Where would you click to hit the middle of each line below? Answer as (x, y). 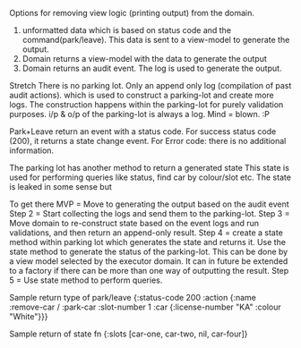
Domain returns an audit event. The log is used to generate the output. (152, 68)
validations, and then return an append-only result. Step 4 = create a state (146, 233)
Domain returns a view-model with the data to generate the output (144, 59)
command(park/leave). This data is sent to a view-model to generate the (156, 40)
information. (32, 150)
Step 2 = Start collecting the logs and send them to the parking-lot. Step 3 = (150, 213)
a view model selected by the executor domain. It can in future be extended (149, 261)
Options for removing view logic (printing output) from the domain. (132, 13)
